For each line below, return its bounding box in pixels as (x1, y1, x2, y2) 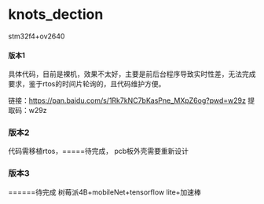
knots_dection (8, 5, 104, 24)
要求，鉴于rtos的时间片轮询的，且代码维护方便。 (8, 79, 166, 89)
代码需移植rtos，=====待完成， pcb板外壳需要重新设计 (8, 147, 189, 156)
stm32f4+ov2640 (8, 31, 65, 41)
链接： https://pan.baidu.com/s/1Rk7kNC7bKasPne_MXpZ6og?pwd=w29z (8, 96, 246, 105)
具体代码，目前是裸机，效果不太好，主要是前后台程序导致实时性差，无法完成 (8, 69, 256, 79)
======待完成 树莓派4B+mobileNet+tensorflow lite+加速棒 (8, 187, 202, 197)
